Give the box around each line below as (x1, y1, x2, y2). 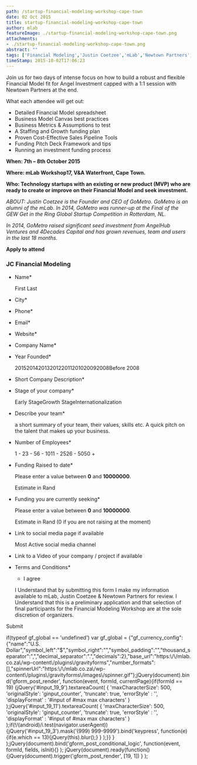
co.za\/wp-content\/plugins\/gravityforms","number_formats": (6, 659, 156, 666)
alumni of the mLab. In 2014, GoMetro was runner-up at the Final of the (6, 204, 179, 211)
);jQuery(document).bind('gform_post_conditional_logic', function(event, (6, 740, 181, 747)
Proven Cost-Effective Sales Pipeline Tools (14, 134, 118, 141)
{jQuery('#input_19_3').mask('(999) (6, 727, 90, 735)
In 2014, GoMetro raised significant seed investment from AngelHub (6, 222, 171, 229)
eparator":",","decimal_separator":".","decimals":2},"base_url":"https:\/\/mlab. (6, 652, 191, 659)
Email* (14, 319, 31, 326)
